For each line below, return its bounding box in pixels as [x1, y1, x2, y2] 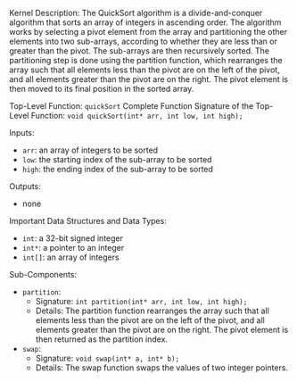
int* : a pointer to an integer [21, 243, 125, 253]
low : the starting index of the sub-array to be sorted [21, 154, 212, 164]
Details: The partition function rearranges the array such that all [35, 305, 269, 316]
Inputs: [9, 128, 35, 137]
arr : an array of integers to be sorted [21, 145, 159, 155]
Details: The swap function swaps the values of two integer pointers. [35, 362, 288, 373]
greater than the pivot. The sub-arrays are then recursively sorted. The [9, 46, 270, 56]
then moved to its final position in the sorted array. [9, 84, 194, 94]
